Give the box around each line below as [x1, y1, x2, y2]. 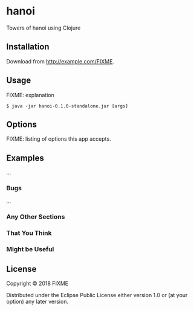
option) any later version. [6, 298, 68, 306]
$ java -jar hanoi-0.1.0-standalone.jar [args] [6, 103, 129, 109]
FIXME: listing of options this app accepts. [6, 135, 111, 143]
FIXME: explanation [6, 91, 54, 98]
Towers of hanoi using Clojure [6, 24, 81, 31]
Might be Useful [6, 245, 54, 254]
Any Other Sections [6, 213, 65, 221]
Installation [6, 42, 50, 52]
